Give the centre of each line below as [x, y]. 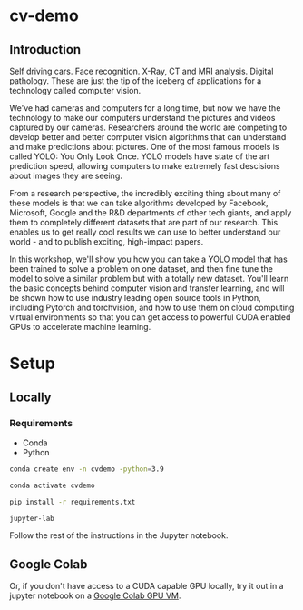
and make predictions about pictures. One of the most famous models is [144, 147]
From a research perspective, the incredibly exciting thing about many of [145, 193]
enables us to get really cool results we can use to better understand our [145, 232]
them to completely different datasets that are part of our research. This [144, 222]
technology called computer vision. [75, 90]
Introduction [45, 50]
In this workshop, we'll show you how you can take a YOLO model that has [148, 259]
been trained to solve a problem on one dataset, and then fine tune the [142, 269]
